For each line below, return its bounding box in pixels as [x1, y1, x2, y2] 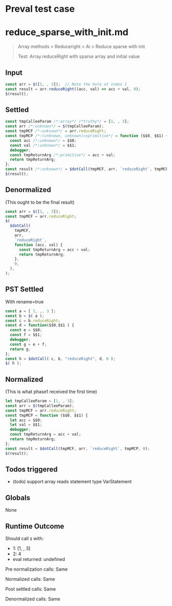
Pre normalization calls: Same [5, 566, 68, 572]
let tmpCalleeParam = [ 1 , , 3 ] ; [5, 399, 74, 404]
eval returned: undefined [12, 556, 66, 562]
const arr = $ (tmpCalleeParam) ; [5, 403, 74, 408]
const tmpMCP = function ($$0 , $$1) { [5, 413, 88, 418]
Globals [5, 493, 31, 502]
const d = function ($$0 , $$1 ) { [5, 323, 74, 328]
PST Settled [5, 285, 44, 294]
